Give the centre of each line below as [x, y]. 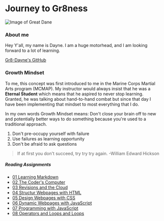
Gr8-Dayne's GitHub [26, 60]
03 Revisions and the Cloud [40, 187]
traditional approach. [26, 124]
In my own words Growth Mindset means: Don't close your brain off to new [81, 113]
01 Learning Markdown [35, 177]
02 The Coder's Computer [39, 182]
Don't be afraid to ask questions [45, 144]
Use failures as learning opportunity [48, 139]
